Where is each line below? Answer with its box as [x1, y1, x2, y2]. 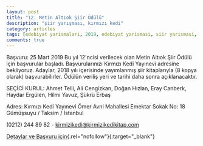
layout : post [6, 8, 40, 15]
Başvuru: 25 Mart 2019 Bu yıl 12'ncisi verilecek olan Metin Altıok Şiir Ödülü [6, 54, 192, 61]
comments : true [6, 37, 45, 43]
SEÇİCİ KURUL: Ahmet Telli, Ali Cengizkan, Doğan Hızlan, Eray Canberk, [6, 85, 187, 91]
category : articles [6, 25, 56, 32]
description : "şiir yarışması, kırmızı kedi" [6, 20, 123, 26]
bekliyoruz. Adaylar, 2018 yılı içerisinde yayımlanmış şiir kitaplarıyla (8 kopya [6, 67, 198, 73]
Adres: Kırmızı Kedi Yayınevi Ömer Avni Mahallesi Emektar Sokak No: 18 [6, 103, 185, 110]
